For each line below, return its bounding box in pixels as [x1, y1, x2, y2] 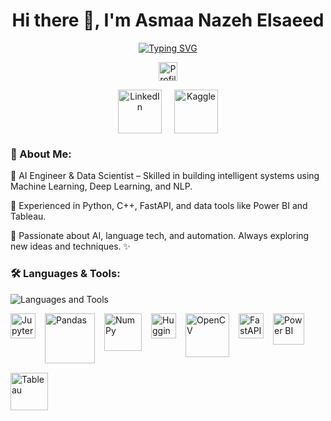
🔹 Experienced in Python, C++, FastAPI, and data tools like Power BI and [10, 200, 308, 212]
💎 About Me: [10, 147, 72, 161]
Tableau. [10, 210, 47, 223]
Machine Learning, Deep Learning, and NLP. [10, 180, 193, 193]
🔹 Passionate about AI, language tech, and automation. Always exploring [10, 230, 310, 242]
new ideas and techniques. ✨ [10, 240, 132, 253]
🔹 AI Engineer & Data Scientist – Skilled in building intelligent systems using [10, 170, 320, 182]
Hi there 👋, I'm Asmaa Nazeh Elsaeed [11, 9, 325, 32]
